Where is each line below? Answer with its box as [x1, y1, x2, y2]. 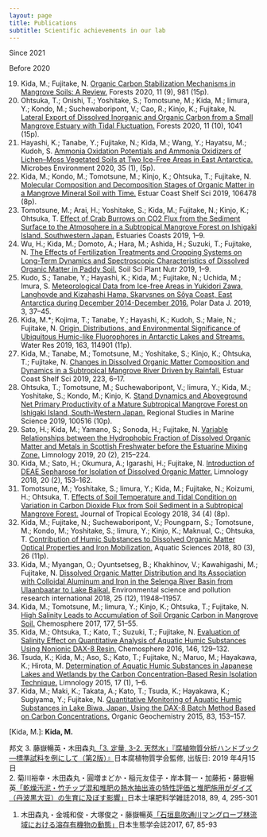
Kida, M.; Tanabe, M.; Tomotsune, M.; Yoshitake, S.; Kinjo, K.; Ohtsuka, [20, 349, 253, 358]
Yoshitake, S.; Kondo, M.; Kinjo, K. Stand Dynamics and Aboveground [20, 391, 248, 401]
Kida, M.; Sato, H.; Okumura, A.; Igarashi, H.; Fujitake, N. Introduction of [20, 458, 255, 469]
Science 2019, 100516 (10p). [20, 416, 113, 426]
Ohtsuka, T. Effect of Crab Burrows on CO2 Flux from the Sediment [20, 214, 241, 223]
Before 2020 [9, 64, 51, 73]
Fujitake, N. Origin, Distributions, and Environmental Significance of [20, 323, 241, 334]
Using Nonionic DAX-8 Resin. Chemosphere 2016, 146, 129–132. [20, 644, 230, 654]
